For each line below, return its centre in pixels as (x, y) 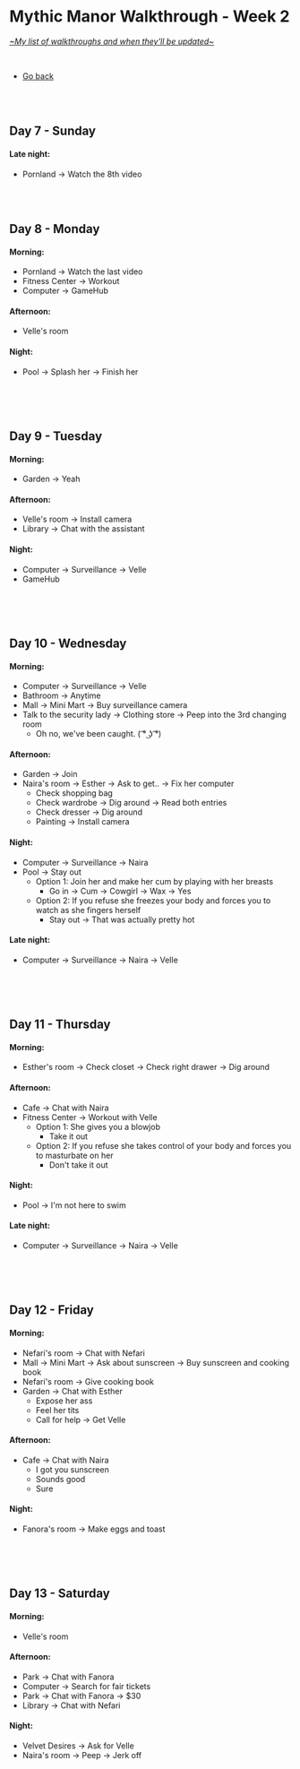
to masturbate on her (74, 1155)
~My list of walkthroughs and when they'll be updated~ (112, 41)
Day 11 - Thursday (60, 1025)
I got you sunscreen (72, 1469)
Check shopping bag (74, 793)
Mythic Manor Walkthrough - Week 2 (150, 17)
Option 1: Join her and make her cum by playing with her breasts (154, 881)
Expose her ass (64, 1401)
